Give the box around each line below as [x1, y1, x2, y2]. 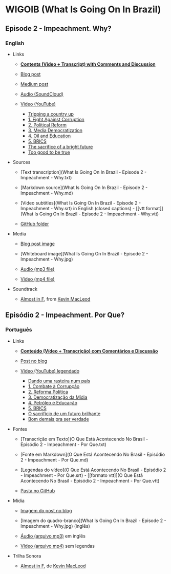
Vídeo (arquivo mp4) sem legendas [20, 543, 95, 549]
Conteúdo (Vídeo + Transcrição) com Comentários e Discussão [20, 348, 158, 354]
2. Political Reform [28, 122, 67, 128]
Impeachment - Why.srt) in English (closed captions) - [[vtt [20, 205, 145, 211]
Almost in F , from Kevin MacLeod [20, 295, 91, 302]
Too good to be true [28, 149, 70, 155]
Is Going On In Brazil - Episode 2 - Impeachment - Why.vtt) [34, 211, 159, 217]
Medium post [20, 81, 49, 87]
